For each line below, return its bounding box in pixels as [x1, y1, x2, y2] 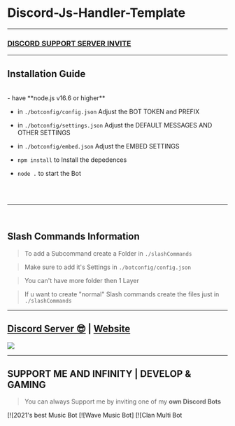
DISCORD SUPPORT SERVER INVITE [7, 39, 131, 48]
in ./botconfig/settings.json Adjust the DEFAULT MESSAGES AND [17, 121, 213, 130]
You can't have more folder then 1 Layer [24, 276, 140, 284]
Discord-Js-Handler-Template [7, 5, 186, 21]
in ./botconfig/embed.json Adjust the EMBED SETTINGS [17, 142, 180, 151]
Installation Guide [7, 68, 86, 80]
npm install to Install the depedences [17, 156, 127, 164]
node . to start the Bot [17, 170, 82, 178]
